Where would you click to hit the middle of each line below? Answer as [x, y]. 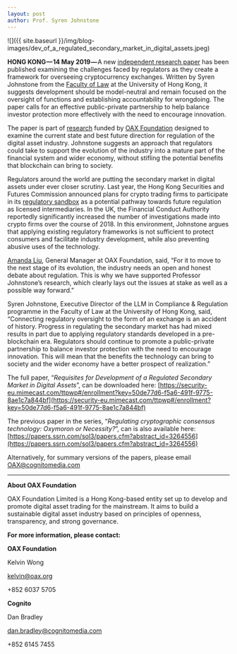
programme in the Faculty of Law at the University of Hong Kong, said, [110, 311]
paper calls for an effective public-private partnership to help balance [108, 107]
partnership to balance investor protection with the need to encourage [109, 349]
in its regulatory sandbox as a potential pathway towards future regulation [115, 201]
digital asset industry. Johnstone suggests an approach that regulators [110, 143]
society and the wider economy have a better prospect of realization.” [109, 363]
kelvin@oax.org [30, 576]
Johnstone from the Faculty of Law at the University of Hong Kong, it [108, 84]
